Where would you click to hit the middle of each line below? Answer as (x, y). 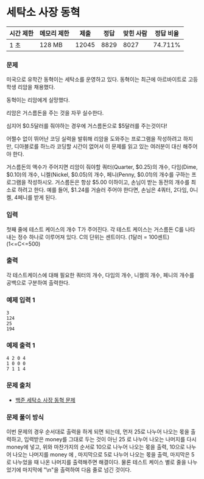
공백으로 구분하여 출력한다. (38, 282)
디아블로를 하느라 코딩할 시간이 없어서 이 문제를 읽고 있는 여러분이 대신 (98, 146)
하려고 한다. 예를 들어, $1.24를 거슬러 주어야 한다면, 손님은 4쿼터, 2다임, (103, 190)
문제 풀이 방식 (25, 417)
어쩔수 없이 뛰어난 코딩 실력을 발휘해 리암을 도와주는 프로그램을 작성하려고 (94, 139)
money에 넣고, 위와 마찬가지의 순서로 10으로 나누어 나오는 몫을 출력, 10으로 (96, 447)
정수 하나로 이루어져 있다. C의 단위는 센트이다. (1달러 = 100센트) (93, 237)
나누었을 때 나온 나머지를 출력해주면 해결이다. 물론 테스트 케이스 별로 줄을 (100, 462)
